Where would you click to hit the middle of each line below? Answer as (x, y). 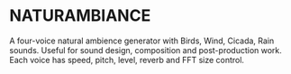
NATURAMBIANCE (80, 16)
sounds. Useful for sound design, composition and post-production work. (145, 50)
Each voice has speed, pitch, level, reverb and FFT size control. (127, 60)
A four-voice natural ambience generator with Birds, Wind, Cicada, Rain (142, 41)
